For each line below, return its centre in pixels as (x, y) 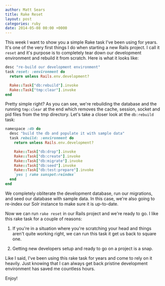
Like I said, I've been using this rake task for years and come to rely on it (79, 258)
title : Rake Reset (24, 14)
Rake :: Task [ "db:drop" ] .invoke (45, 152)
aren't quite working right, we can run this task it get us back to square (84, 233)
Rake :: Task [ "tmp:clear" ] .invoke (43, 90)
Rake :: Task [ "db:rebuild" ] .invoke (44, 85)
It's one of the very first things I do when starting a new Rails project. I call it (82, 48)
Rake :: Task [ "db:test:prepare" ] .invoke (54, 170)
